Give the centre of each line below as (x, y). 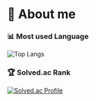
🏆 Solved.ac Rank (39, 72)
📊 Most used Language (48, 36)
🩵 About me (42, 14)
